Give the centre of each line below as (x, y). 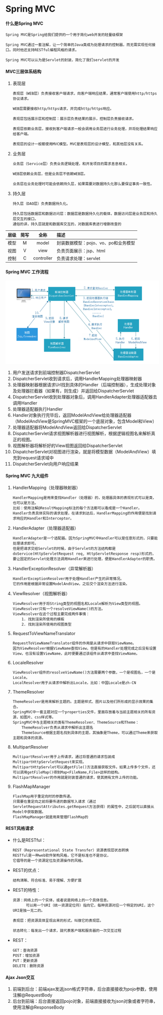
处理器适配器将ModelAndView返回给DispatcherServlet (67, 427)
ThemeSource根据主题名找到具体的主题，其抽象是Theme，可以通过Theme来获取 (90, 733)
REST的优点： (27, 870)
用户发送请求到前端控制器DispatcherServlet (56, 372)
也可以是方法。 (25, 503)
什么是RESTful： (29, 840)
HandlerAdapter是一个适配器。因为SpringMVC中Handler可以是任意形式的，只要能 (85, 538)
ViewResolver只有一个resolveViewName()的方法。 (59, 609)
